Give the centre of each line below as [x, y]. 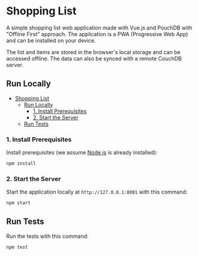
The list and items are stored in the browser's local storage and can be [94, 52]
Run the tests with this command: [47, 236]
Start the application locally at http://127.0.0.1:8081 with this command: [97, 192]
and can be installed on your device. [51, 40]
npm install [21, 163]
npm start [19, 203]
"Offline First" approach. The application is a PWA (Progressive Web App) [97, 34]
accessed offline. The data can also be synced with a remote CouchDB [94, 58]
